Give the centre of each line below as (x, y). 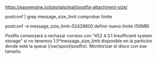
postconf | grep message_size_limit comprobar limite (59, 16)
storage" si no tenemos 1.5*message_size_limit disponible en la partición (79, 41)
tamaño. (14, 51)
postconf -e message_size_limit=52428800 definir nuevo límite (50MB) (77, 26)
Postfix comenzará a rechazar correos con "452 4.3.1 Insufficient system (79, 36)
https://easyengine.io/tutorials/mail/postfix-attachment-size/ (66, 7)
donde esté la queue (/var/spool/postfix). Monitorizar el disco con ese (76, 46)
